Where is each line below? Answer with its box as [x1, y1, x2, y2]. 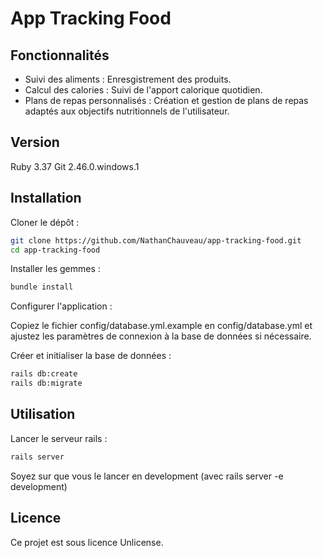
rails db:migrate [10, 378, 83, 389]
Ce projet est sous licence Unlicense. [10, 536, 164, 548]
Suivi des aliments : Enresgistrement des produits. [24, 73, 232, 85]
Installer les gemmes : [10, 263, 101, 275]
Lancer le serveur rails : [10, 432, 108, 444]
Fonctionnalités [10, 47, 110, 64]
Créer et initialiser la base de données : [10, 350, 172, 362]
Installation [10, 190, 82, 207]
